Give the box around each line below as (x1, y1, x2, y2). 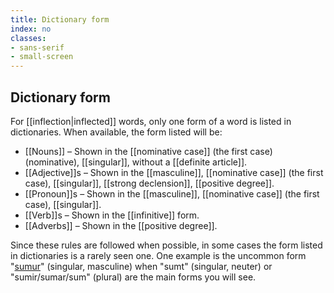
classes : (10, 33, 47, 43)
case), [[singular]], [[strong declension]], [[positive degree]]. (24, 177, 275, 189)
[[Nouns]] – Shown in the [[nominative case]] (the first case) (24, 145, 273, 157)
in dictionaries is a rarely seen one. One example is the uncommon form (10, 249, 307, 261)
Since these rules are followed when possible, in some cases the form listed (10, 239, 323, 251)
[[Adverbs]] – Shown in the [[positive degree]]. (24, 219, 218, 231)
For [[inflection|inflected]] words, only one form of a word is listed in (10, 115, 292, 127)
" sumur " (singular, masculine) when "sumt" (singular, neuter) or (10, 260, 273, 272)
